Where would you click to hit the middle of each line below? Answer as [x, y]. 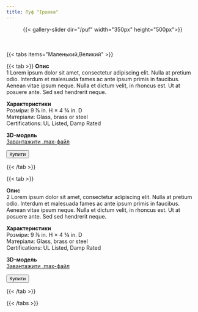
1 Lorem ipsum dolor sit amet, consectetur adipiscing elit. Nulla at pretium [99, 72]
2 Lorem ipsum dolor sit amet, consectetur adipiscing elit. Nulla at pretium [99, 197]
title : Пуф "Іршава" [33, 12]
